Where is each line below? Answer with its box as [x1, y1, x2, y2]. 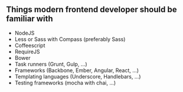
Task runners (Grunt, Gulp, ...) [14, 60, 87, 67]
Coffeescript [14, 42, 45, 49]
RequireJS [14, 48, 40, 55]
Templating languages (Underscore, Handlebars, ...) [14, 73, 141, 80]
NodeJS [14, 29, 35, 36]
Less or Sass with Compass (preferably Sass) [14, 35, 126, 43]
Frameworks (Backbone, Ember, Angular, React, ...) [14, 67, 139, 74]
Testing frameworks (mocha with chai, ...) [14, 79, 116, 86]
